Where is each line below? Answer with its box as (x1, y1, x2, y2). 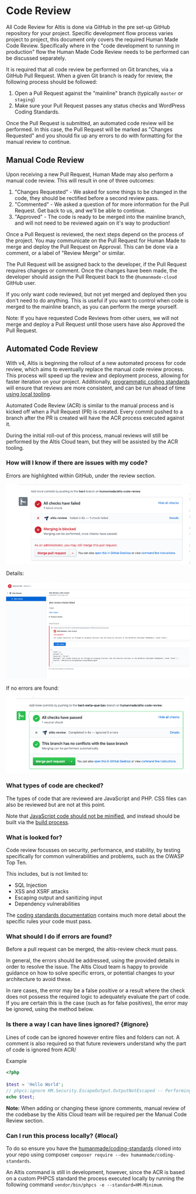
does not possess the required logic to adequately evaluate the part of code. (6, 993, 190, 1000)
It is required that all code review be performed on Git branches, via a (6, 66, 173, 73)
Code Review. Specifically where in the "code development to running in (6, 42, 180, 49)
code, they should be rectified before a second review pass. (14, 194, 159, 201)
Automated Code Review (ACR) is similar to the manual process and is (6, 402, 174, 409)
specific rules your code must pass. (6, 918, 92, 925)
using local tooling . (6, 390, 51, 397)
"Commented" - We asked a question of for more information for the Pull (14, 201, 190, 208)
